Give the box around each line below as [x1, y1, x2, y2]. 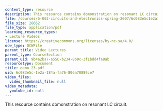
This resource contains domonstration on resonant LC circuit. [5, 101, 128, 107]
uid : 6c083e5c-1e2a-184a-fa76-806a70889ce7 [5, 70, 95, 75]
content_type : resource [5, 7, 53, 12]
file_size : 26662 [5, 20, 40, 26]
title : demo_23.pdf [5, 66, 45, 71]
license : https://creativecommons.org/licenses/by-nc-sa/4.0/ [5, 39, 133, 44]
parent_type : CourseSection [5, 52, 62, 57]
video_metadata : [5, 83, 38, 89]
